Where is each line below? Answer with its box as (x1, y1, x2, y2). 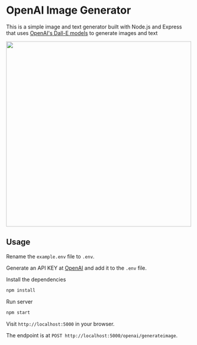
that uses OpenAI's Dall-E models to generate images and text (6, 29, 158, 36)
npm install (6, 287, 35, 293)
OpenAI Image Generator (6, 4, 131, 17)
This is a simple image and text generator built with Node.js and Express (6, 23, 182, 30)
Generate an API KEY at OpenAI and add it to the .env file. (6, 264, 147, 271)
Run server (6, 298, 33, 305)
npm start (6, 309, 31, 315)
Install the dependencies (6, 276, 66, 283)
